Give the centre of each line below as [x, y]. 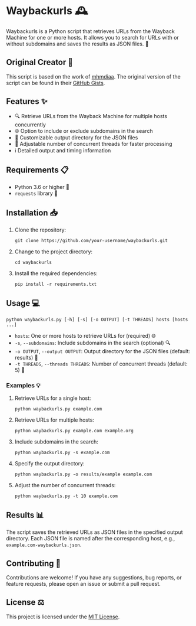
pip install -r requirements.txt [56, 284]
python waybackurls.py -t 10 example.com [66, 496]
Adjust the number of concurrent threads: [65, 485]
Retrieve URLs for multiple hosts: [54, 420]
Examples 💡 [23, 385]
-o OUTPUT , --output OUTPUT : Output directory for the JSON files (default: [102, 351]
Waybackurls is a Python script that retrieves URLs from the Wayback [90, 31]
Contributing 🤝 [34, 563]
